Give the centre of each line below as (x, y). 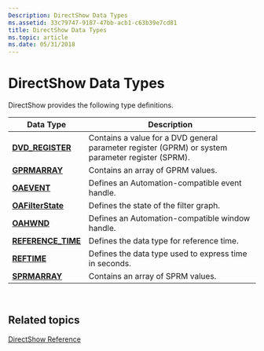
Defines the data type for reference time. (163, 241)
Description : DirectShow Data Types (68, 15)
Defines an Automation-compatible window (169, 218)
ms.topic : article (38, 37)
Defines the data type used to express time (168, 254)
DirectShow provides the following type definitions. (91, 105)
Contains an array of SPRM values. (152, 276)
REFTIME (29, 258)
